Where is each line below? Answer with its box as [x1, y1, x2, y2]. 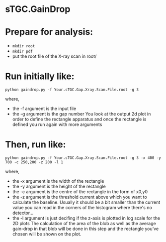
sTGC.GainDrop [5, 3, 71, 15]
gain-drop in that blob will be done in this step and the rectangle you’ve [12, 226, 159, 232]
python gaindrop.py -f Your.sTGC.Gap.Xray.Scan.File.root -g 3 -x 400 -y [5, 155, 162, 160]
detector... [12, 210, 34, 216]
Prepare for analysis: [5, 26, 93, 38]
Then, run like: [5, 139, 66, 150]
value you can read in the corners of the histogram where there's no [12, 205, 153, 210]
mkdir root [12, 44, 35, 49]
